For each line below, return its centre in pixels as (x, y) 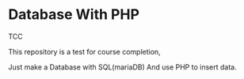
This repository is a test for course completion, (84, 51)
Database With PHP (74, 15)
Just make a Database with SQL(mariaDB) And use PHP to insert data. (122, 67)
